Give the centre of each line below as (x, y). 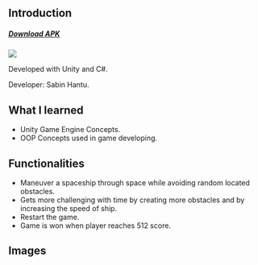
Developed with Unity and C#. (58, 69)
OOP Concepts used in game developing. (89, 138)
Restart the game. (50, 217)
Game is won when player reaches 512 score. (96, 226)
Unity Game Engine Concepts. (70, 130)
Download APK (34, 33)
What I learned (46, 110)
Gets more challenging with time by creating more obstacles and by (132, 200)
